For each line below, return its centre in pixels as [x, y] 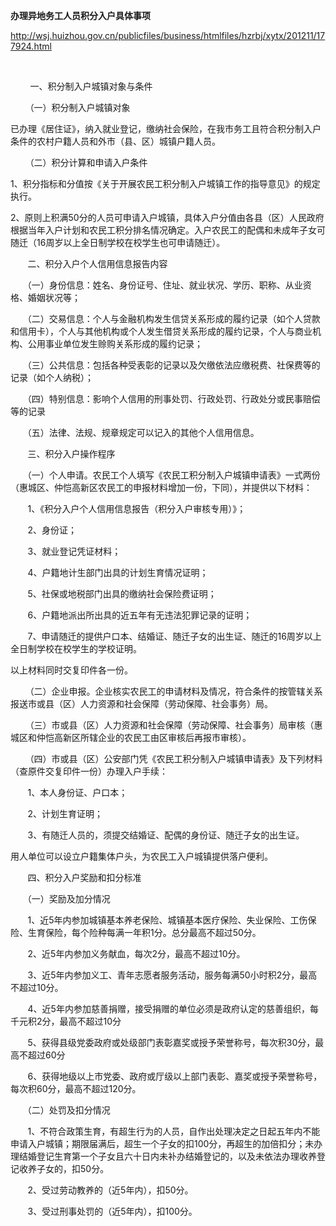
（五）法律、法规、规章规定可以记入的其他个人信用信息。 [141, 432]
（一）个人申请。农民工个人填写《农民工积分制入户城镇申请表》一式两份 [171, 475]
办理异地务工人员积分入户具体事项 [80, 15]
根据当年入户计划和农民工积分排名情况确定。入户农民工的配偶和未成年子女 [163, 230]
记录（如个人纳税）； [52, 377]
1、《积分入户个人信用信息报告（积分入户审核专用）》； [137, 508]
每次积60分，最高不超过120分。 [76, 1088]
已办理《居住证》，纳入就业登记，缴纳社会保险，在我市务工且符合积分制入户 [166, 128]
